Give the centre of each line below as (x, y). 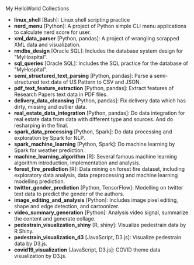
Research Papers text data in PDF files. (61, 94)
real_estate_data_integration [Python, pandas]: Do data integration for (99, 113)
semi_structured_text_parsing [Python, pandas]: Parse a (83, 76)
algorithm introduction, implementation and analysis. (77, 163)
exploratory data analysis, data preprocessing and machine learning (96, 175)
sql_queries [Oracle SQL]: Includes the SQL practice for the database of (101, 63)
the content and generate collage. (55, 218)
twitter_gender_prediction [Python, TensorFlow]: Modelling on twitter (98, 187)
